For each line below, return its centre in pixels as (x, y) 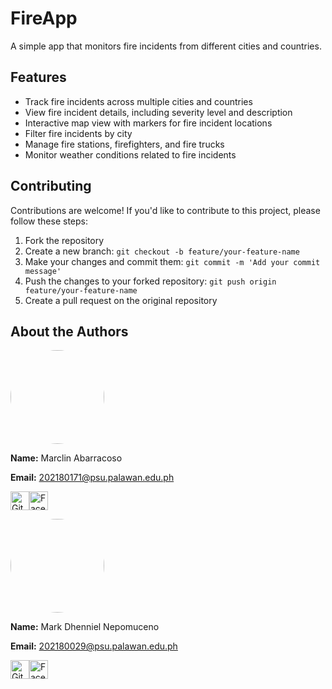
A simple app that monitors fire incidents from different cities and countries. (166, 46)
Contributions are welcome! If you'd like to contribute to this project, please (165, 210)
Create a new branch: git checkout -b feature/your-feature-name (162, 251)
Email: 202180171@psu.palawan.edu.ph (92, 478)
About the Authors (69, 331)
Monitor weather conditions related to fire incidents (130, 154)
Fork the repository (64, 240)
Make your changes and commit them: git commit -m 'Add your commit (172, 261)
